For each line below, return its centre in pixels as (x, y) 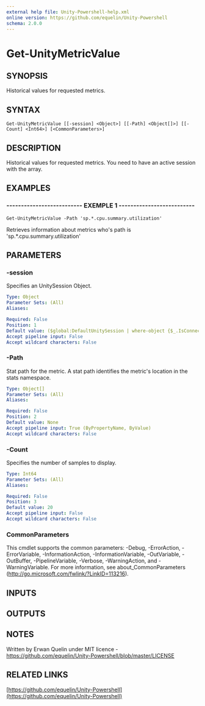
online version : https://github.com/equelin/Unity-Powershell (87, 18)
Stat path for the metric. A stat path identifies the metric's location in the (97, 371)
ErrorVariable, (24, 554)
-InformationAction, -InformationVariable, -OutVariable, (112, 554)
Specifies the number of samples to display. (62, 463)
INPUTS (21, 593)
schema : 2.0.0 (24, 23)
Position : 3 (21, 502)
